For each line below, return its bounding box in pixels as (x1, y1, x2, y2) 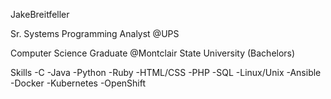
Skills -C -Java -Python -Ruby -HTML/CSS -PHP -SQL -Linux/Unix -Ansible (10, 67, 322, 78)
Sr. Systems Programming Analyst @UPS (10, 28, 180, 39)
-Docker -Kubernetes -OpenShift (10, 77, 147, 89)
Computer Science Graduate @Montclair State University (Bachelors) (10, 47, 296, 59)
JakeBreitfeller (10, 9, 70, 20)
